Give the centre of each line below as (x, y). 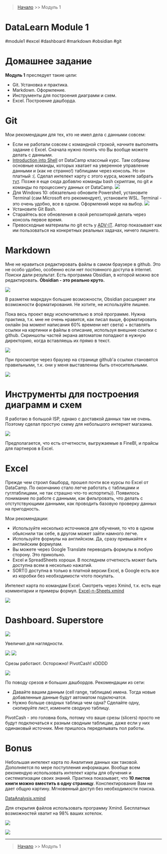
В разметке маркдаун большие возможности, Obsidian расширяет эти (80, 299)
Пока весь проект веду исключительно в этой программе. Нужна (75, 314)
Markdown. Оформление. (39, 90)
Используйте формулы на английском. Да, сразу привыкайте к (80, 538)
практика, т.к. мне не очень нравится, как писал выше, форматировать (81, 319)
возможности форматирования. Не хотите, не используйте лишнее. (78, 304)
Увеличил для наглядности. (34, 643)
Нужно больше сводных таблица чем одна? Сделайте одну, (76, 702)
